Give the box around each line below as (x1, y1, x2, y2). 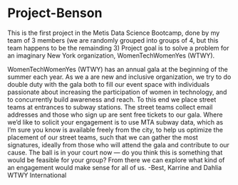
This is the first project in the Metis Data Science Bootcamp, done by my (7, 28, 220, 37)
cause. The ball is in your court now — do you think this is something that (7, 148, 223, 157)
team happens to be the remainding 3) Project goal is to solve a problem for (7, 43, 229, 52)
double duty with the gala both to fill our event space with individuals (7, 80, 210, 88)
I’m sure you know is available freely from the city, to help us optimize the (7, 125, 223, 134)
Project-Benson (7, 5, 103, 21)
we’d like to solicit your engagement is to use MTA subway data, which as (7, 117, 223, 126)
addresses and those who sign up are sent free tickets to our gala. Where (7, 110, 223, 119)
